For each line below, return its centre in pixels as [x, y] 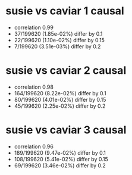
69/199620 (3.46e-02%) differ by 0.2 [60, 165]
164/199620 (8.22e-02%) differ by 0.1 [60, 93]
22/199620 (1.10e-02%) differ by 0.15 [59, 40]
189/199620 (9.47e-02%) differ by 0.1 [60, 152]
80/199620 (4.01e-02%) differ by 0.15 [60, 99]
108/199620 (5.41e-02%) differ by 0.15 [61, 159]
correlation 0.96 [34, 146]
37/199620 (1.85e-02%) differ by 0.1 [58, 33]
